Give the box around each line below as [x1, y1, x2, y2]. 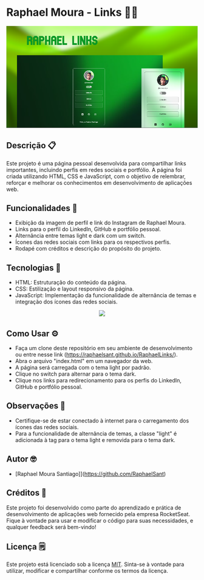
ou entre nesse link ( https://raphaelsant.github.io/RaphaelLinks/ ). [15, 351, 178, 358]
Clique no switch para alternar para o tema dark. [15, 370, 137, 378]
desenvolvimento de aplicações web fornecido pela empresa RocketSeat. [6, 510, 190, 517]
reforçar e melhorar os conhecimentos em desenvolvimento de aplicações [6, 179, 192, 186]
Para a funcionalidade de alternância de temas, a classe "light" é [15, 430, 177, 437]
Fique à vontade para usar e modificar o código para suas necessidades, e [6, 517, 194, 524]
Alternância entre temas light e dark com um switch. [15, 232, 146, 240]
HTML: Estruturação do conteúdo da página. [15, 279, 127, 286]
